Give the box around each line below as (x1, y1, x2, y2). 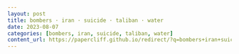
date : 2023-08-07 (7, 23, 59, 30)
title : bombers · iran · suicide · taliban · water (7, 17, 164, 24)
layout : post (7, 10, 46, 18)
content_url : (7, 36, 46, 43)
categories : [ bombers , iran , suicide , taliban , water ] (7, 29, 174, 37)
